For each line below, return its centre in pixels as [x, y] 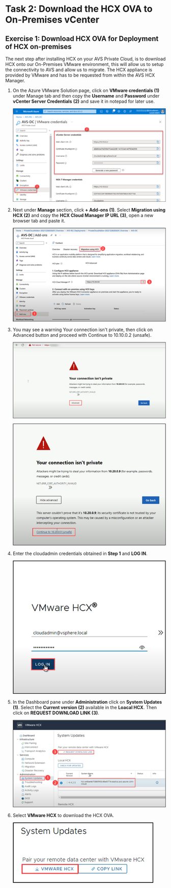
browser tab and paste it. [39, 221]
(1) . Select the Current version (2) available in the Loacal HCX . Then [84, 708]
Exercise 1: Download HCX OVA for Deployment [82, 39]
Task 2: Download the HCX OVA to [79, 9]
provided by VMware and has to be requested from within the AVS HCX [80, 75]
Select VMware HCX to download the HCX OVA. [63, 815]
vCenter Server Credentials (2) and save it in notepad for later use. [84, 101]
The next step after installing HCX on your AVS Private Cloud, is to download [85, 59]
